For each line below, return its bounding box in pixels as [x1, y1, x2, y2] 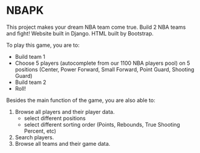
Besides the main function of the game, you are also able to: [6, 97, 155, 104]
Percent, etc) [23, 127, 57, 134]
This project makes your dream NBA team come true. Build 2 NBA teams [6, 23, 186, 31]
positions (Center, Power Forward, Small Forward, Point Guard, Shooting [14, 65, 195, 73]
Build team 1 [14, 53, 46, 60]
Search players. [14, 133, 54, 141]
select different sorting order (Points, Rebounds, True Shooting [23, 121, 181, 128]
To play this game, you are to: [6, 41, 80, 49]
